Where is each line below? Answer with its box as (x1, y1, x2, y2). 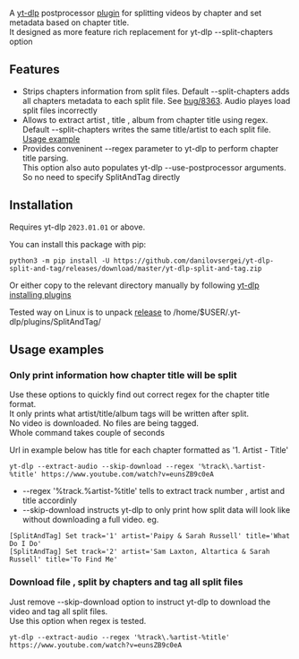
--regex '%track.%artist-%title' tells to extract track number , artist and (21, 486, 285, 497)
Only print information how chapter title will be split (9, 369, 237, 381)
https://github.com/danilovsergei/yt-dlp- (113, 256, 275, 265)
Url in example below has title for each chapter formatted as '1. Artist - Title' (9, 445, 289, 455)
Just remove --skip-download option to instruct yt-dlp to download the (9, 596, 271, 607)
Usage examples (9, 343, 105, 358)
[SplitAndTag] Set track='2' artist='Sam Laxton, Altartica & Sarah (9, 547, 270, 557)
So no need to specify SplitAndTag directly (21, 171, 181, 182)
